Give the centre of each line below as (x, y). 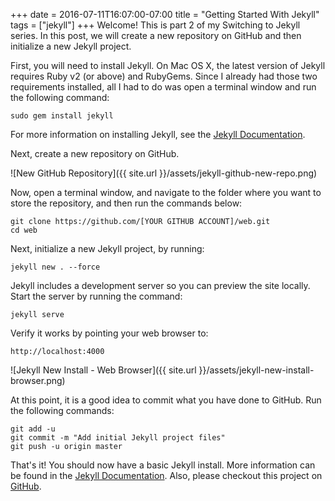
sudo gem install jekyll (62, 116)
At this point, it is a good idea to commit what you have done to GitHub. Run (166, 400)
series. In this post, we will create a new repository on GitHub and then (156, 35)
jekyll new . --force (55, 267)
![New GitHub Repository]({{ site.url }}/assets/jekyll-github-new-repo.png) (164, 173)
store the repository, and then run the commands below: (126, 203)
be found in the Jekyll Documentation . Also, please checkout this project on (166, 475)
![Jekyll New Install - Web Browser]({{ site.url (103, 370)
